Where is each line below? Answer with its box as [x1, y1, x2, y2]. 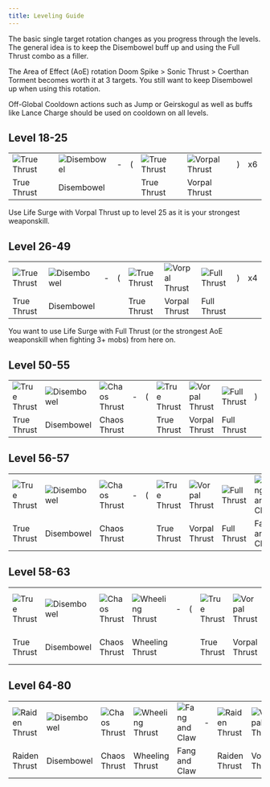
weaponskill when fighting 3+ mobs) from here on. [8, 335, 176, 344]
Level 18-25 [8, 131, 68, 145]
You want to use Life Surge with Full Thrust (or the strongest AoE [8, 327, 223, 336]
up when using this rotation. [8, 84, 100, 93]
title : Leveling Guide [8, 11, 84, 20]
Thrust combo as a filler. [8, 51, 89, 60]
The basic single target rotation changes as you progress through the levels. [8, 34, 261, 43]
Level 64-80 [8, 679, 72, 693]
